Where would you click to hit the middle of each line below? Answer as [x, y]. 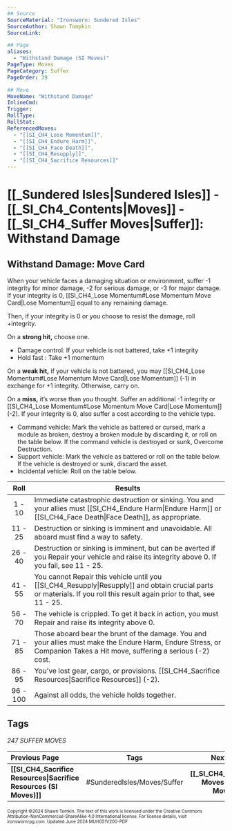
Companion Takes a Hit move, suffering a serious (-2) [122, 651]
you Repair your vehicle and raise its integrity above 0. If [125, 557]
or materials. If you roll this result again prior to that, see [125, 594]
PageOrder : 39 [28, 77]
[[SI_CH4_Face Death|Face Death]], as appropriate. [118, 517]
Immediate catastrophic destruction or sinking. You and [124, 500]
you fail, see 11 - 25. [69, 565]
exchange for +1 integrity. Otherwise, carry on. [74, 385]
